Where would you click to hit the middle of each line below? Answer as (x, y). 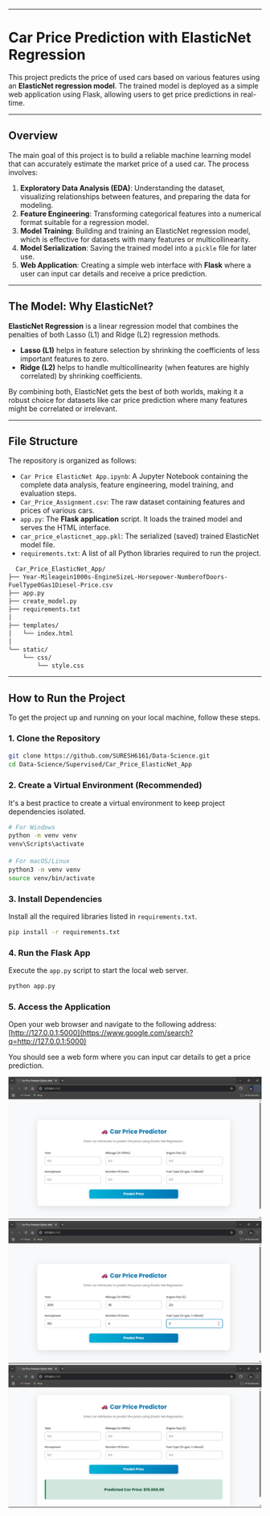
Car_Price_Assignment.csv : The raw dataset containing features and (132, 502)
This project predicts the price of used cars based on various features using (134, 77)
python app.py (32, 986)
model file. (37, 545)
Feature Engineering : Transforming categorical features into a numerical (140, 214)
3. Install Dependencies (55, 899)
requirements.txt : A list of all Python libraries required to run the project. (140, 554)
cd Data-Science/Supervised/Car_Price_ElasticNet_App (100, 765)
